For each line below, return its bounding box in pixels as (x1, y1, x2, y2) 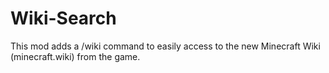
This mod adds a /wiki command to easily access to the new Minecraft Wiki (10, 40, 321, 52)
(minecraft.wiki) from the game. (10, 50, 141, 62)
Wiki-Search (10, 7, 117, 30)
